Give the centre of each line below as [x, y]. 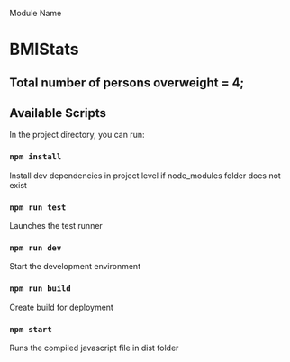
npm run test [38, 207]
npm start [31, 329]
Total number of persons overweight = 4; [127, 82]
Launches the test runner [56, 225]
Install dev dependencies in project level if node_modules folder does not [145, 176]
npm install [36, 157]
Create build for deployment [62, 307]
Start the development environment [75, 267]
